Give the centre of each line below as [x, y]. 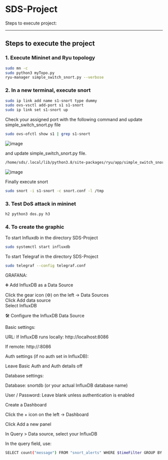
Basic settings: [20, 327]
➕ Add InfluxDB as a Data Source [39, 285]
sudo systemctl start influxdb [38, 247]
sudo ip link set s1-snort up [37, 110]
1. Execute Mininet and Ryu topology [50, 58]
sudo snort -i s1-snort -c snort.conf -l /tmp [54, 191]
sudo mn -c [16, 68]
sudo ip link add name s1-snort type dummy [51, 101]
